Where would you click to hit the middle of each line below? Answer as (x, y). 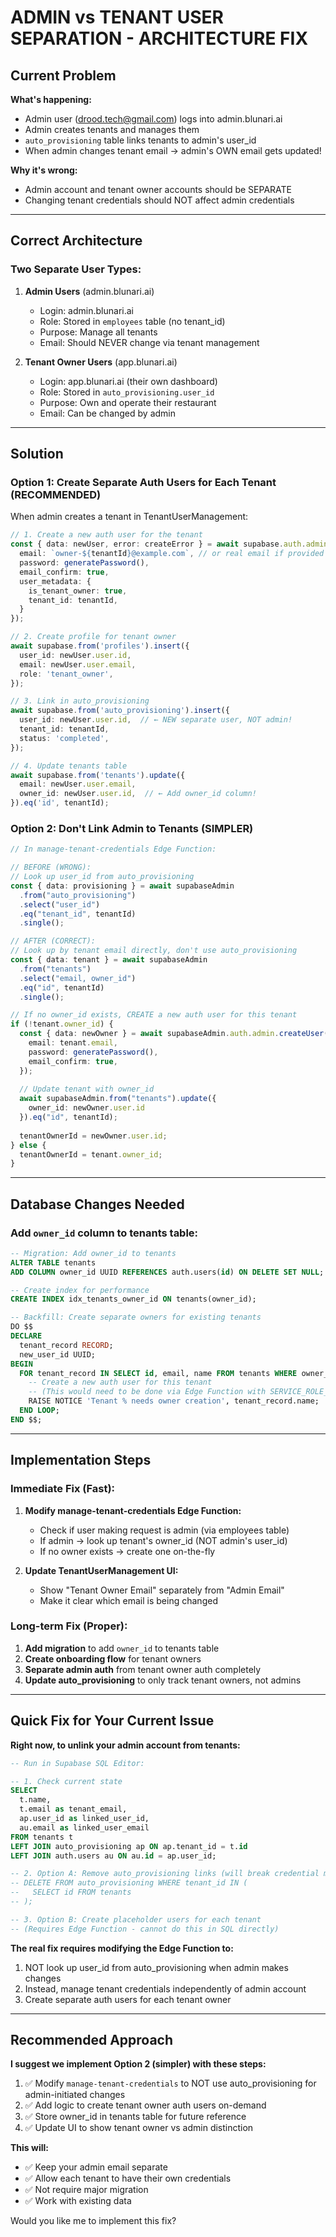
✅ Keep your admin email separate (96, 2167)
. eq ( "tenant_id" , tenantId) (78, 914)
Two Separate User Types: (76, 269)
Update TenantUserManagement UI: (101, 1570)
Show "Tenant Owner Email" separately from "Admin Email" (162, 1590)
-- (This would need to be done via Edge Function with (147, 1392)
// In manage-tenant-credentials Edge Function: (113, 849)
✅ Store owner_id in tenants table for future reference (135, 2117)
